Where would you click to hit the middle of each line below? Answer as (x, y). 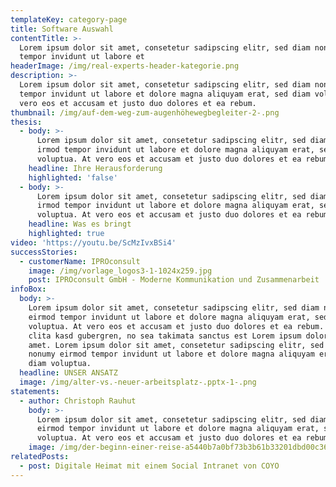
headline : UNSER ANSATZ (68, 373)
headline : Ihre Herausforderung (95, 168)
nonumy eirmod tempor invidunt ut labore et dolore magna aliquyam (171, 354)
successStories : (44, 252)
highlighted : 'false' (73, 177)
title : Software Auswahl (62, 29)
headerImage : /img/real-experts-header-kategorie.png (125, 66)
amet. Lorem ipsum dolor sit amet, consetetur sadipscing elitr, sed (176, 345)
